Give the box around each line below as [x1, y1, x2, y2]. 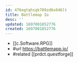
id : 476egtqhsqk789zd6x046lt [5, 7, 67, 13]
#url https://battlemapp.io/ [12, 46, 68, 52]
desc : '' [5, 17, 24, 22]
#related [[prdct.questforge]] [12, 51, 73, 57]
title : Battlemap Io [5, 12, 49, 17]
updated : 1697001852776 [5, 21, 56, 27]
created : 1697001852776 [5, 26, 56, 32]
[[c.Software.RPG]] [12, 40, 53, 46]
